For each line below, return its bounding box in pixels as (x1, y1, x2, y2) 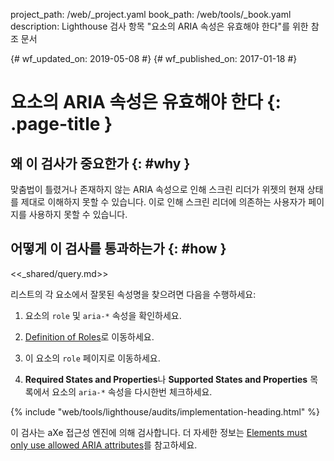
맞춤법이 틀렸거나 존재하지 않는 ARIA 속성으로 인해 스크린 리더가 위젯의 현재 (10, 184, 305, 195)
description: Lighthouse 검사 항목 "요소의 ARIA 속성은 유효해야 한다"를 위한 (10, 20, 309, 32)
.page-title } (10, 113, 113, 136)
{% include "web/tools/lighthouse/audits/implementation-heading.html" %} (10, 405, 321, 418)
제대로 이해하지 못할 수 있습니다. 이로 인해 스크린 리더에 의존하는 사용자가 (20, 196, 307, 208)
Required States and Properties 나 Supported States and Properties (24, 373, 308, 385)
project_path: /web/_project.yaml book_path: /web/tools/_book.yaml (10, 9, 292, 20)
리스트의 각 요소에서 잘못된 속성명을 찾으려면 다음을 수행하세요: (10, 288, 257, 300)
